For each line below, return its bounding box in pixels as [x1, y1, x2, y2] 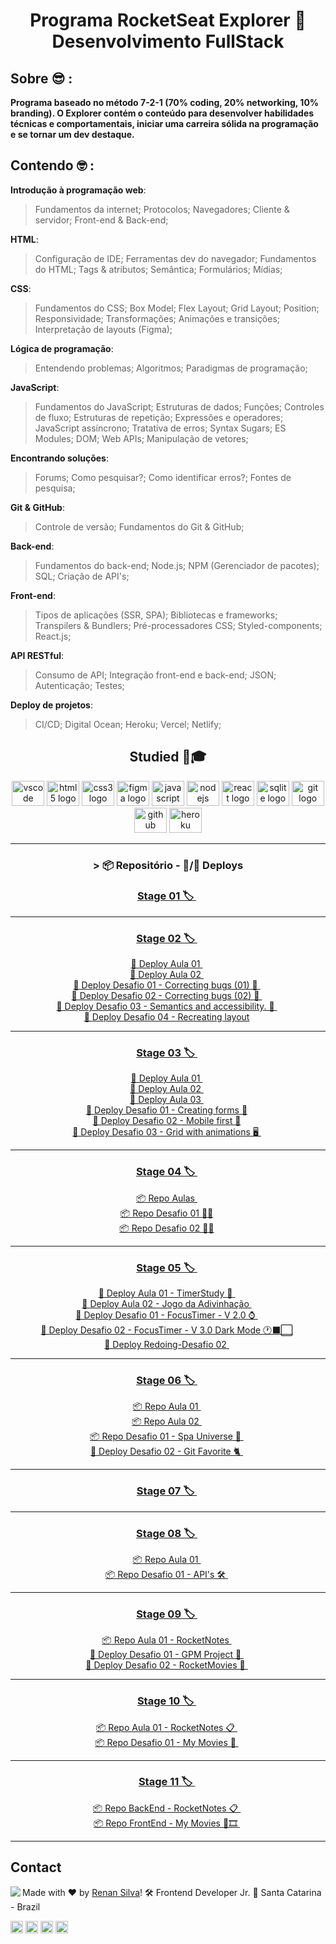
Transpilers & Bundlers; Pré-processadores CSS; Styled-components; [34, 619, 323, 631]
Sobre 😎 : [10, 70, 73, 87]
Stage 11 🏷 [138, 1775, 193, 1789]
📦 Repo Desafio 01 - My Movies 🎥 [94, 1736, 237, 1748]
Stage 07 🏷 [136, 1484, 195, 1498]
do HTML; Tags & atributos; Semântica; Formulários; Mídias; [34, 263, 283, 275]
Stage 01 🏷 [136, 889, 195, 903]
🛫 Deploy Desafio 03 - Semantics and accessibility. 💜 [56, 1000, 275, 1013]
